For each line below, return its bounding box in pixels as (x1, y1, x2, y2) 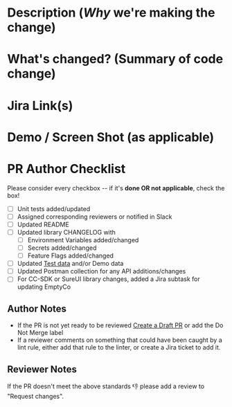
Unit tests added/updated (17, 204, 91, 212)
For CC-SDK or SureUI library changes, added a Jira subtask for (17, 275, 201, 283)
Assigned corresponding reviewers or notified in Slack (17, 212, 172, 221)
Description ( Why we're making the (7, 5, 215, 21)
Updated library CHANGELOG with (17, 228, 116, 236)
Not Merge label (17, 329, 64, 337)
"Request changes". (7, 392, 64, 400)
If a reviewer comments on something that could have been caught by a (17, 336, 223, 344)
